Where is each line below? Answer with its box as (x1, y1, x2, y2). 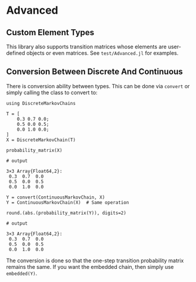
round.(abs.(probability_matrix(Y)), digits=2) (6, 210, 127, 216)
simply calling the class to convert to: (6, 89, 98, 96)
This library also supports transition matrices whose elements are (6, 43, 167, 50)
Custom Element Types (6, 27, 95, 38)
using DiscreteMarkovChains (6, 100, 76, 106)
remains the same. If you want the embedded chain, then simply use (6, 263, 174, 270)
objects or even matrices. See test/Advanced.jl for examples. (26, 49, 179, 57)
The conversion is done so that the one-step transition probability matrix (6, 257, 184, 264)
